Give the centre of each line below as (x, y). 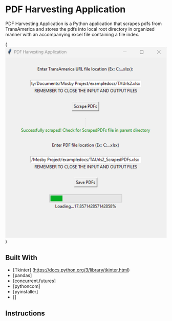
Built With (21, 257)
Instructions (25, 313)
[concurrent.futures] (34, 281)
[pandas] (22, 276)
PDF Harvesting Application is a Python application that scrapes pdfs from (84, 24)
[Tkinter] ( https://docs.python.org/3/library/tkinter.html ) (71, 270)
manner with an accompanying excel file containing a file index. (72, 34)
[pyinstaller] (25, 292)
